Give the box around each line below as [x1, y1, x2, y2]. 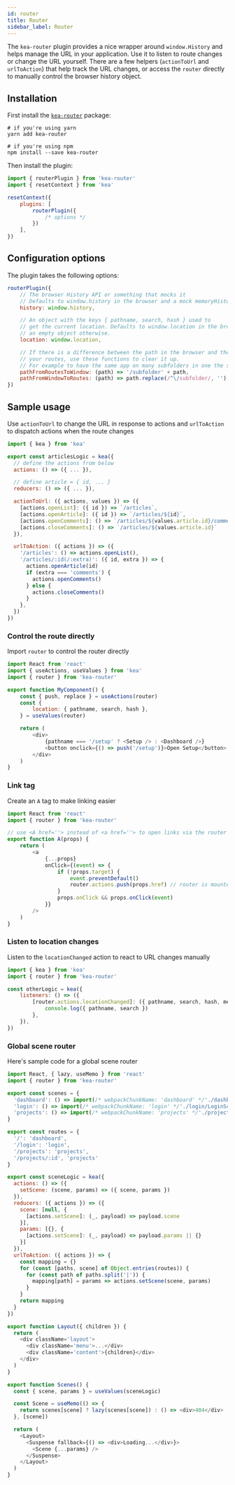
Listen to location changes [7, 937, 99, 947]
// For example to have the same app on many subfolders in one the [20, 362, 224, 369]
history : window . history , [20, 304, 96, 312]
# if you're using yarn [7, 125, 77, 132]
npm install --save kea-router [7, 149, 99, 156]
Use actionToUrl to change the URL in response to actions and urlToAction [7, 419, 225, 428]
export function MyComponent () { [7, 686, 105, 693]
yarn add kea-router [7, 131, 68, 138]
